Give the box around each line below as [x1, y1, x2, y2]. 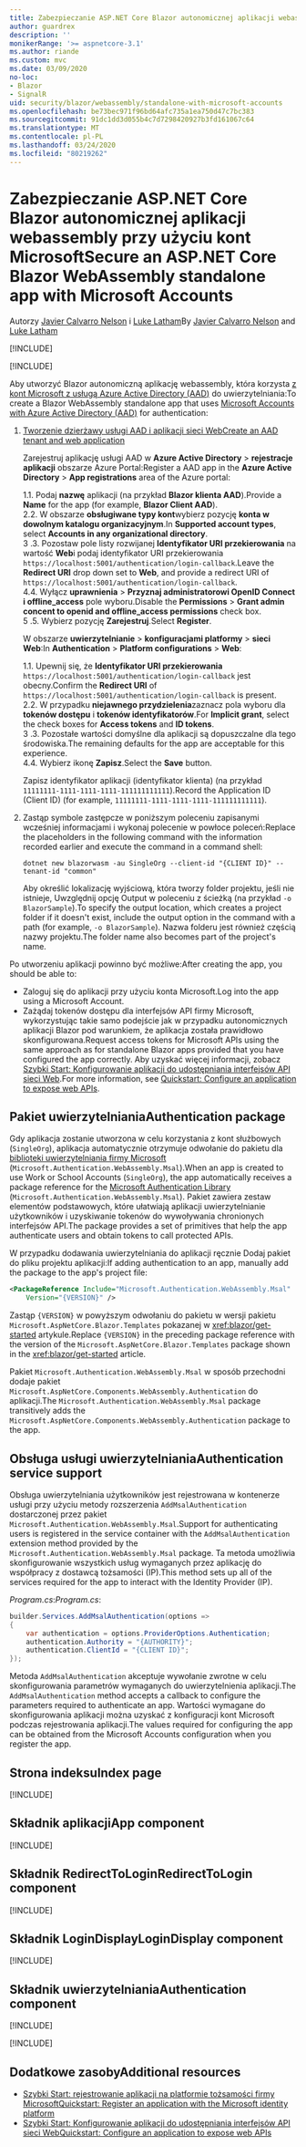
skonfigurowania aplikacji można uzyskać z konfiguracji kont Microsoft [9, 1709, 275, 1720]
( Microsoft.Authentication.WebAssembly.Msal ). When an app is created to [9, 1162, 284, 1173]
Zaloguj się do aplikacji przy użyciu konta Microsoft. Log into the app [22, 986, 280, 997]
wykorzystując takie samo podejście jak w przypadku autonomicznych [22, 1014, 289, 1026]
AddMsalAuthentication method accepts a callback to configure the [9, 1690, 261, 1701]
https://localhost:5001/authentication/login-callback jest [22, 669, 251, 680]
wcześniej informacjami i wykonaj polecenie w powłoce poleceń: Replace [22, 822, 296, 833]
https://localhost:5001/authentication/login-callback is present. [22, 690, 277, 700]
